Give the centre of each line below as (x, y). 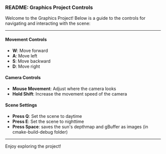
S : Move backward (31, 61)
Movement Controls (26, 39)
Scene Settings (21, 105)
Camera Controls (23, 78)
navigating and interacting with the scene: (48, 23)
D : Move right (26, 66)
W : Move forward (30, 51)
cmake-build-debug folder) (40, 132)
